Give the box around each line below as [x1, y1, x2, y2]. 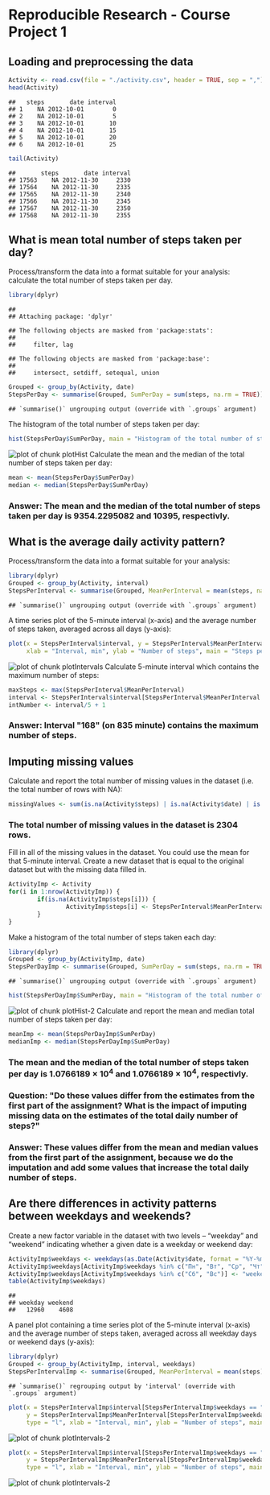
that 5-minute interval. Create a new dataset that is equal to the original [8, 856, 244, 866]
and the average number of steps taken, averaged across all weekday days [8, 1328, 257, 1338]
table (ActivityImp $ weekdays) [8, 1278, 106, 1286]
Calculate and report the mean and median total [96, 1006, 255, 1016]
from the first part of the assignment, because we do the [8, 1152, 234, 1163]
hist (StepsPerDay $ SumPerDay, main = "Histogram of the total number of [8, 435, 253, 444]
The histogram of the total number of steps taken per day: [8, 419, 200, 429]
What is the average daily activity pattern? [8, 535, 226, 548]
